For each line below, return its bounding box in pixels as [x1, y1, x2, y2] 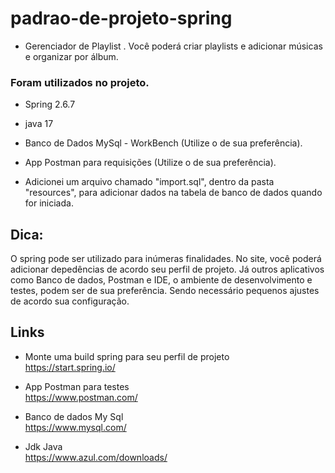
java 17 [24, 118, 54, 130]
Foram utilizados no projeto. [10, 75, 150, 89]
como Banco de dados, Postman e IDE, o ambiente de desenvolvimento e [10, 274, 313, 286]
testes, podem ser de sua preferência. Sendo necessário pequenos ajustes [10, 285, 320, 297]
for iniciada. [24, 197, 74, 209]
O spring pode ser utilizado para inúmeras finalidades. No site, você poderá [10, 253, 322, 265]
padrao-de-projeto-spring [10, 7, 233, 30]
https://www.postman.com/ [24, 391, 138, 403]
